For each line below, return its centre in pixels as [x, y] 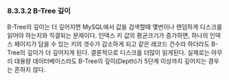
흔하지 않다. [30, 70]
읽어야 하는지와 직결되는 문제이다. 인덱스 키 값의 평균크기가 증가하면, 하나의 [108, 36]
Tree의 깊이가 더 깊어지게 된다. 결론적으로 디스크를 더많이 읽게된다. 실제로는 [109, 53]
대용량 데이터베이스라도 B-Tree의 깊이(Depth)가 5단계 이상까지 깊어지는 [110, 61]
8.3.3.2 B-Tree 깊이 [39, 10]
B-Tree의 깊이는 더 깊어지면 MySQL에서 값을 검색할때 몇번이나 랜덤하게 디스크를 [115, 27]
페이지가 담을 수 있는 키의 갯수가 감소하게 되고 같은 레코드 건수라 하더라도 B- [116, 44]
